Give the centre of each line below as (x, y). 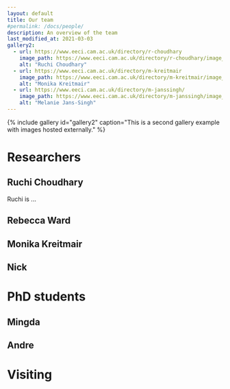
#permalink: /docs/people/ (46, 26)
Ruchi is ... (22, 199)
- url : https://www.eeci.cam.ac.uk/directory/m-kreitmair (98, 71)
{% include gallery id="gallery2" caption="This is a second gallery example (114, 122)
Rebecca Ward (39, 221)
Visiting (30, 375)
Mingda (24, 322)
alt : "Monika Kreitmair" (55, 84)
